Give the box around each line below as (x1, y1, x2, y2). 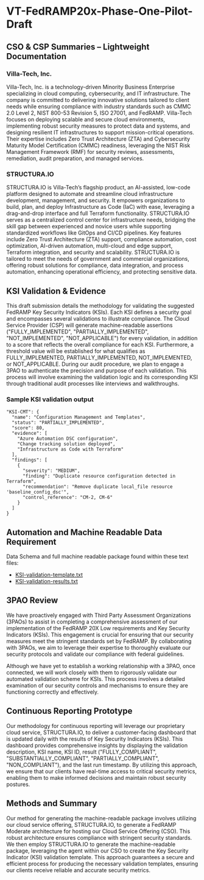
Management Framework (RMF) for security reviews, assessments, (6, 148, 175, 155)
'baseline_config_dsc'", (6, 489, 69, 495)
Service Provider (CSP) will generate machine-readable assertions (6, 321, 173, 329)
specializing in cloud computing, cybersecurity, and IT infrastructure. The (6, 90, 191, 97)
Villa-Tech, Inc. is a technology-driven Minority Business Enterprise (6, 83, 175, 90)
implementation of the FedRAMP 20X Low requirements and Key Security (6, 624, 190, 631)
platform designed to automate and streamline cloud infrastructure (6, 191, 174, 198)
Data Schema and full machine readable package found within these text (6, 553, 189, 560)
